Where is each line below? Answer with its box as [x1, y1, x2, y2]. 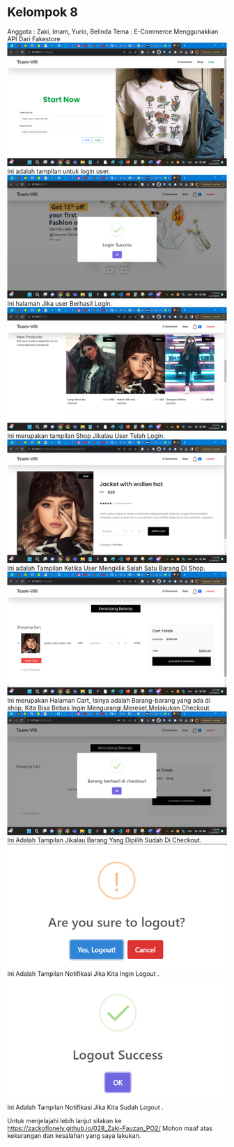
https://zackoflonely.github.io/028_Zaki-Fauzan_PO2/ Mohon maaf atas [7, 1124, 212, 1132]
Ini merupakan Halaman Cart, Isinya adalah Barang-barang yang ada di [7, 696, 211, 704]
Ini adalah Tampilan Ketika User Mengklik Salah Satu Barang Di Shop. [7, 564, 205, 572]
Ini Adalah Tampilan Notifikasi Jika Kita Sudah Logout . [7, 1103, 164, 1111]
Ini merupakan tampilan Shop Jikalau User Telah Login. [7, 431, 165, 440]
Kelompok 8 [7, 4, 78, 20]
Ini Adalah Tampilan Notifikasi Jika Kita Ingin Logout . [7, 970, 159, 978]
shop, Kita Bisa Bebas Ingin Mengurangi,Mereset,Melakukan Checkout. [7, 703, 211, 712]
